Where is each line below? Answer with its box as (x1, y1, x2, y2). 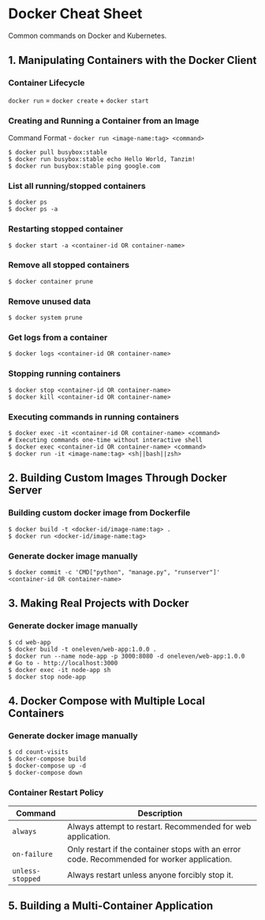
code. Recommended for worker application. (66, 854, 233, 865)
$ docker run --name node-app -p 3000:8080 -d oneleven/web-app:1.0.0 (8, 652, 245, 660)
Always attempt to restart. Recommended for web (66, 820, 252, 832)
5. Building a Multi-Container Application (8, 899, 214, 913)
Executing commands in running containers (8, 411, 180, 422)
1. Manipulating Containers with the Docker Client (8, 54, 257, 67)
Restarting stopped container (8, 223, 124, 235)
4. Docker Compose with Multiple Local (8, 694, 205, 708)
